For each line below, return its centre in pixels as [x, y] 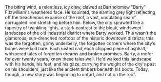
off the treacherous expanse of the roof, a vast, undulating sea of [70, 17]
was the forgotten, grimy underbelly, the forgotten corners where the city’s [80, 43]
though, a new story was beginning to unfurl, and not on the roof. [70, 74]
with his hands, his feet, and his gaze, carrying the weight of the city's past [80, 64]
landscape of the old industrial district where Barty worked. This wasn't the [80, 33]
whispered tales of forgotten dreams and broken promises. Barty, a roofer [79, 54]
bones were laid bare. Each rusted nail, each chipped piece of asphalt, [76, 49]
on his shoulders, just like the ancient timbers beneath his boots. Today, [77, 69]
